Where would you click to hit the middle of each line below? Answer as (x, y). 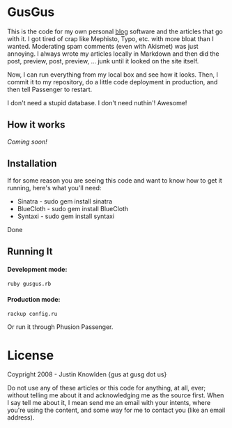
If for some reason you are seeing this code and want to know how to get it (115, 180)
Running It (30, 251)
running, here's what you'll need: (54, 188)
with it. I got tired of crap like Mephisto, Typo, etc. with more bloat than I (110, 38)
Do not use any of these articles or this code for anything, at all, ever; (107, 388)
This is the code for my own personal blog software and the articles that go (115, 31)
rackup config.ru (32, 314)
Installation (32, 163)
